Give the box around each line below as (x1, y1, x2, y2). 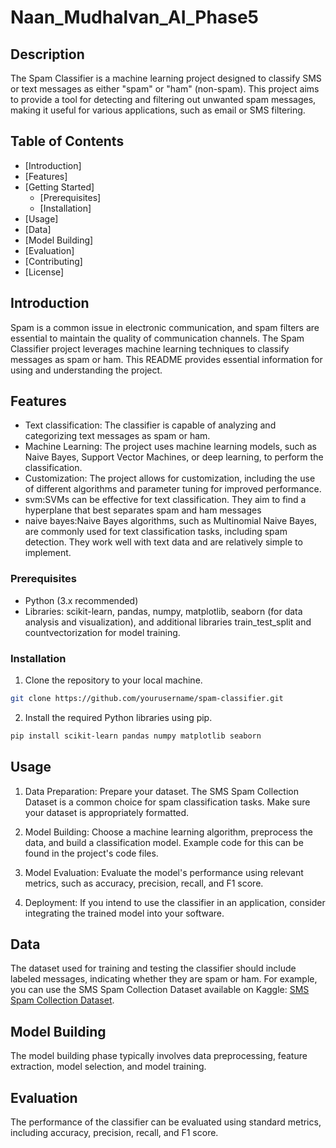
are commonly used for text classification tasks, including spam (24, 526, 288, 538)
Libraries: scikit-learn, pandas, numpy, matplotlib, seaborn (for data (24, 605, 303, 617)
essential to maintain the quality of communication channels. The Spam (10, 332, 305, 344)
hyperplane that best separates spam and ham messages (24, 504, 262, 516)
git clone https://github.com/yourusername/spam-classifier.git (10, 694, 284, 704)
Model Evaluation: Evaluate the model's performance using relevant (24, 866, 304, 878)
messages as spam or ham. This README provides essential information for (10, 353, 323, 365)
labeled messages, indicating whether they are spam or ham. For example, (10, 973, 318, 985)
